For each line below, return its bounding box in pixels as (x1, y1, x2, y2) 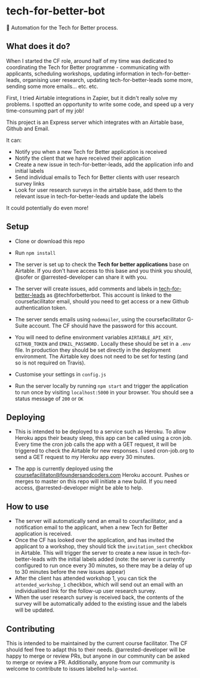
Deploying (6, 412, 45, 422)
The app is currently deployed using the (14, 465, 113, 472)
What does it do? (6, 41, 70, 51)
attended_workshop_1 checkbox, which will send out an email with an (14, 581, 183, 588)
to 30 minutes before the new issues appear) (14, 568, 126, 576)
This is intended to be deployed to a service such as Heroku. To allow (14, 428, 186, 435)
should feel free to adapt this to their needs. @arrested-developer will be (6, 646, 186, 653)
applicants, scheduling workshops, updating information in (6, 70, 150, 77)
